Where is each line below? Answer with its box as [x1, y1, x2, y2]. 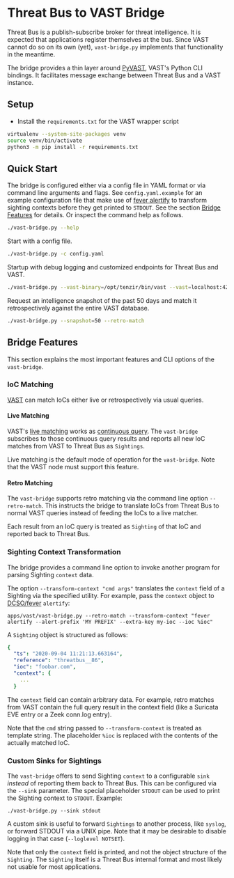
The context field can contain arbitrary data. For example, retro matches [7, 695, 214, 704]
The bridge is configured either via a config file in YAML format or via [7, 181, 206, 189]
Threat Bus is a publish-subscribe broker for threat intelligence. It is [7, 28, 201, 36]
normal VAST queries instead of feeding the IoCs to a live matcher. [7, 509, 198, 517]
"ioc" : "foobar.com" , [13, 664, 77, 671]
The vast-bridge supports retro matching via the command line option [7, 494, 209, 503]
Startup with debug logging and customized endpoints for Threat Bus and [7, 262, 219, 271]
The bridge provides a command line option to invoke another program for [7, 563, 220, 572]
